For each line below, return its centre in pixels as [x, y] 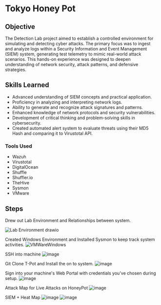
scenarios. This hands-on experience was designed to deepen [68, 59]
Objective [20, 27]
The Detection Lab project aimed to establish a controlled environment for [79, 38]
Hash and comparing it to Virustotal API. [52, 133]
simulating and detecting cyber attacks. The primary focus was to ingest [78, 44]
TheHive [20, 183]
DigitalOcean [25, 167]
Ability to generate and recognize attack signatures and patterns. [77, 107]
